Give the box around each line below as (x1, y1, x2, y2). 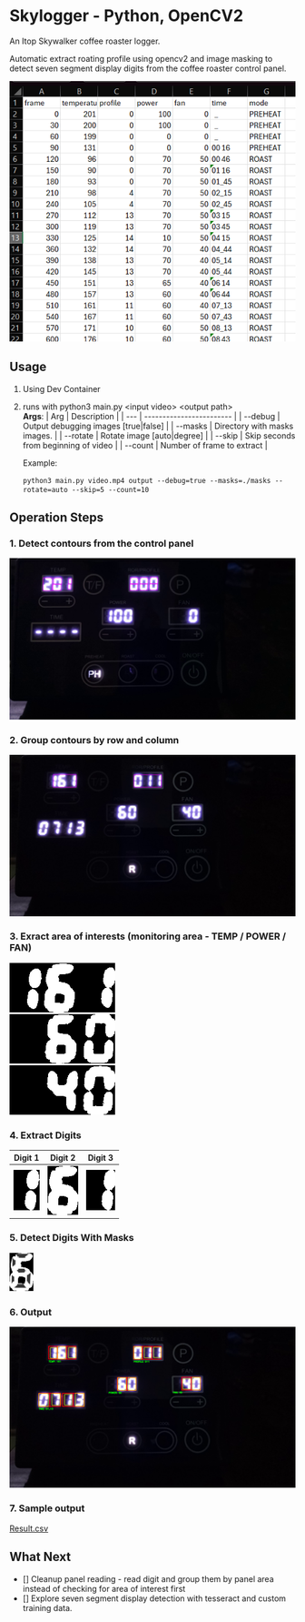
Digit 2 (49, 1152, 76, 1163)
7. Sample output (9, 1502, 85, 1515)
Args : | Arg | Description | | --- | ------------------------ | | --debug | (22, 410, 280, 421)
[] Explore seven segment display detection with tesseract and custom (22, 1593, 287, 1604)
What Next (9, 1549, 71, 1565)
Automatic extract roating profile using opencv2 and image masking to (9, 53, 273, 64)
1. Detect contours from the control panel (9, 537, 194, 549)
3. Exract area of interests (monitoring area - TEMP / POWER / (9, 930, 287, 942)
